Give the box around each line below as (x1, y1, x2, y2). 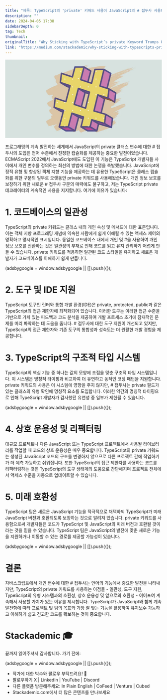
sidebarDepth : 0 (5, 24, 39, 29)
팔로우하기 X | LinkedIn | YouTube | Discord (12, 677, 100, 683)
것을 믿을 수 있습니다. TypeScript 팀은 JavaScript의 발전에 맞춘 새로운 (14, 527, 151, 533)
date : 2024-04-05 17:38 (5, 18, 55, 23)
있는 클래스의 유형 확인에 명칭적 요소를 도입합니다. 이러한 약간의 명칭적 (5, 388, 142, 394)
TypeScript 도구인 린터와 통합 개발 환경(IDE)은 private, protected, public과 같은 (5, 302, 162, 308)
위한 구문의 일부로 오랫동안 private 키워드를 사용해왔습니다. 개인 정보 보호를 (14, 175, 162, 180)
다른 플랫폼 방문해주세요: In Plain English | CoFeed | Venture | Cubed (12, 683, 150, 689)
